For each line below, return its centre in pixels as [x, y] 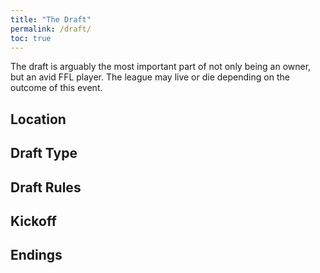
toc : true [31, 38]
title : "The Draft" [51, 19]
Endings [36, 255]
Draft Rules [46, 187]
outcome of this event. [56, 88]
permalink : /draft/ [51, 29]
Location [38, 119]
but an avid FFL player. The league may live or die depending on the [150, 77]
